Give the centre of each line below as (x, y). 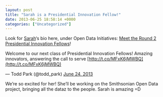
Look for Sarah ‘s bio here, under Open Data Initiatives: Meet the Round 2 (81, 38)
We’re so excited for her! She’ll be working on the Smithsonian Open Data (82, 84)
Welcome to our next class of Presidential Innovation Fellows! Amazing (79, 54)
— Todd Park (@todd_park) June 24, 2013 (49, 74)
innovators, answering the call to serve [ (47, 59)
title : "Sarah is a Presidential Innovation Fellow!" (63, 15)
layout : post (19, 10)
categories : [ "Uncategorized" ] (38, 24)
